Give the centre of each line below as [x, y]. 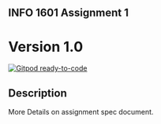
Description [37, 93]
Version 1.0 [46, 47]
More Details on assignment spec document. [81, 112]
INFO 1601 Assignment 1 [68, 13]
